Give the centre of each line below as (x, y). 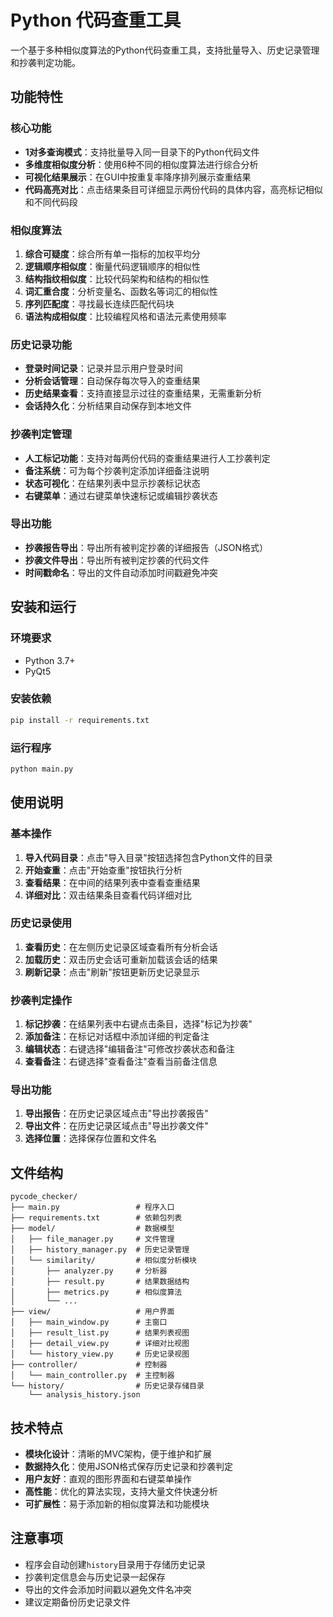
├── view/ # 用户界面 (92, 1312)
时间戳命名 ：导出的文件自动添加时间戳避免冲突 (121, 572)
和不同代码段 (51, 202)
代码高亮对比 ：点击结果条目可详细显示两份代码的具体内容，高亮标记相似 (173, 189)
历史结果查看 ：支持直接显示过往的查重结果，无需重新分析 (143, 393)
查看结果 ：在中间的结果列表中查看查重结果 (112, 882)
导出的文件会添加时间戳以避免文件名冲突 (108, 1589)
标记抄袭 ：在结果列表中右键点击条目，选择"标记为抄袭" (138, 1024)
